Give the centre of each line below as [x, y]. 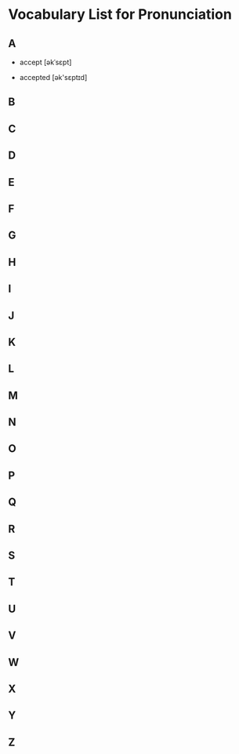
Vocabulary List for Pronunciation [120, 15]
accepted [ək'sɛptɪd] [53, 77]
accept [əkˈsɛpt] [45, 62]
